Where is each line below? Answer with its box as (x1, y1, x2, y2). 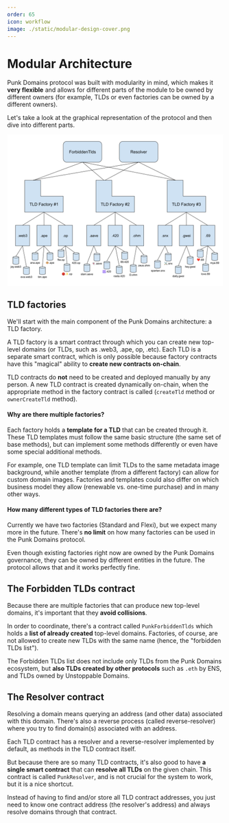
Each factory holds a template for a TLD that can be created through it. (7, 426, 208, 434)
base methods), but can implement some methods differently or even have (7, 440, 218, 448)
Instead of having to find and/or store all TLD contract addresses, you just (7, 793, 216, 801)
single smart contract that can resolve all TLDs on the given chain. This (7, 765, 212, 774)
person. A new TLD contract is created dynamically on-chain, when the (7, 380, 209, 389)
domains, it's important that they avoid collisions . (7, 609, 147, 617)
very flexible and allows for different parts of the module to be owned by (7, 86, 213, 94)
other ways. (7, 490, 41, 498)
